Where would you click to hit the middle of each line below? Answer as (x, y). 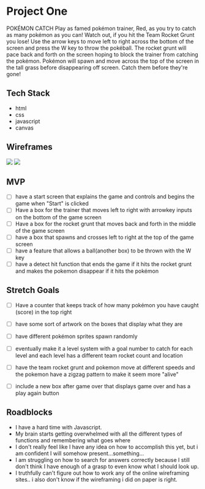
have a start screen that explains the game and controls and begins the (105, 197)
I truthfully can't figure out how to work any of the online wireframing (102, 473)
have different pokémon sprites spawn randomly (76, 336)
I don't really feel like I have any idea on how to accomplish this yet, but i (106, 447)
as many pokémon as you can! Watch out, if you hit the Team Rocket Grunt (100, 34)
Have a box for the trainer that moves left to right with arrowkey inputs (104, 210)
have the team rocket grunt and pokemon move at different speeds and (105, 367)
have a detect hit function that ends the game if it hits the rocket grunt (103, 264)
